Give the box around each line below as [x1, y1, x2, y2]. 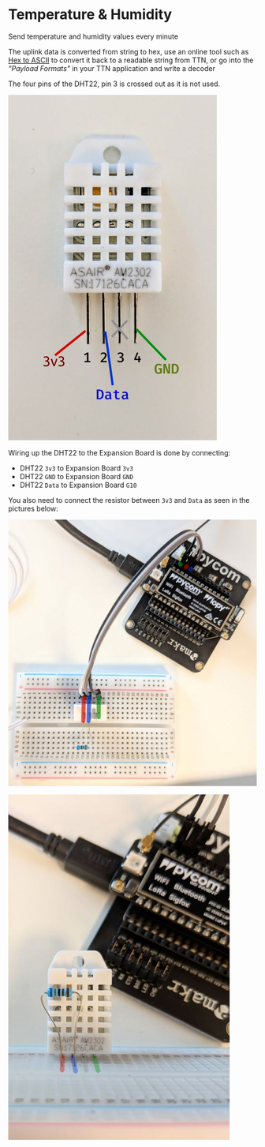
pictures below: [8, 504, 59, 513]
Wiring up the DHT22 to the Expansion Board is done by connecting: [8, 448, 231, 457]
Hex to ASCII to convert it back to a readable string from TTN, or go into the [8, 55, 254, 65]
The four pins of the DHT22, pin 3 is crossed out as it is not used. [8, 79, 221, 88]
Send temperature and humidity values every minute [8, 32, 179, 41]
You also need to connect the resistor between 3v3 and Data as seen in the [8, 495, 250, 504]
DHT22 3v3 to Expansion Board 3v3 [19, 463, 134, 473]
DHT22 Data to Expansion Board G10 [19, 480, 137, 489]
